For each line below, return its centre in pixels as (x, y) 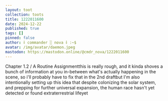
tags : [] (14, 33)
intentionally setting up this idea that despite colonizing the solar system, (81, 82)
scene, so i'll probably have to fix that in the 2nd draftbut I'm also (72, 77)
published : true (22, 29)
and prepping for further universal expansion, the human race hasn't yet (80, 87)
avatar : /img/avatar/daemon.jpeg (40, 47)
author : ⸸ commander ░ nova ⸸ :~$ (41, 43)
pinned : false (20, 38)
